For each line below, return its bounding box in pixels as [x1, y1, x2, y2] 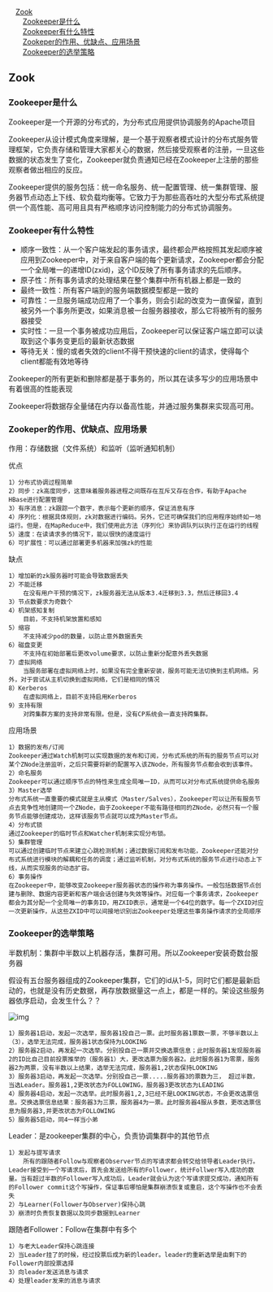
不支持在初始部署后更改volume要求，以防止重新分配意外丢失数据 [23, 650, 209, 658]
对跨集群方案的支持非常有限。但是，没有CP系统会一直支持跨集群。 [23, 711, 212, 719]
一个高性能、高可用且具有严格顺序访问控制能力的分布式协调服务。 [15, 202, 236, 212]
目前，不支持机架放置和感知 [23, 616, 102, 624]
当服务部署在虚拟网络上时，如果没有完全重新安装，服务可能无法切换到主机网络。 [23, 667, 253, 676]
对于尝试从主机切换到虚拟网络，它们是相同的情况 [19, 676, 160, 684]
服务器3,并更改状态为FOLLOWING [19, 1107, 115, 1115]
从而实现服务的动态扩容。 [19, 864, 93, 872]
